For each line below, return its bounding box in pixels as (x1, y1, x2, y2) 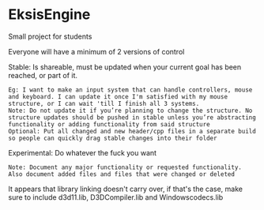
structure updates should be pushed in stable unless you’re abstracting (8, 113, 257, 122)
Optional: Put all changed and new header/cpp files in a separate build (8, 127, 257, 135)
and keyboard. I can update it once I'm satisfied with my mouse (8, 92, 228, 100)
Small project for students (8, 32, 92, 41)
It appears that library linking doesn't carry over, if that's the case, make (8, 184, 243, 193)
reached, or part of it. (8, 70, 77, 80)
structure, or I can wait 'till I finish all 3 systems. (8, 99, 200, 107)
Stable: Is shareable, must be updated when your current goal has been (8, 62, 242, 72)
